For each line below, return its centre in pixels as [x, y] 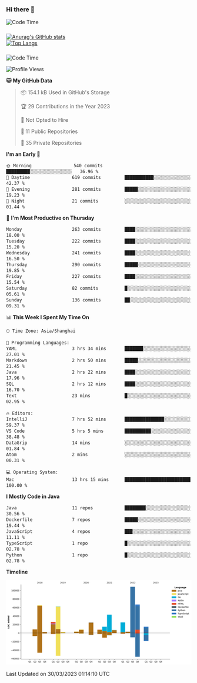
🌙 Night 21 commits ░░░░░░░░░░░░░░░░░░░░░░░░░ [98, 201]
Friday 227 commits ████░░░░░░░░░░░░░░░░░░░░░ [98, 277]
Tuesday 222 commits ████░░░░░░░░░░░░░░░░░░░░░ [98, 241]
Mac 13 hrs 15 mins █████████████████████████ [98, 480]
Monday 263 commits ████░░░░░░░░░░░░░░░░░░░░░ [98, 230]
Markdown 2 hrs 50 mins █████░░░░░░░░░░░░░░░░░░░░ [98, 361]
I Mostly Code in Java [33, 496]
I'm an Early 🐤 [23, 154]
